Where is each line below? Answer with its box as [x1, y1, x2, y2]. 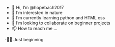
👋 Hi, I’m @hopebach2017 [11, 5, 64, 10]
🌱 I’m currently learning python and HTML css [11, 15, 105, 20]
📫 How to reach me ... [11, 26, 57, 31]
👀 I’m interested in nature [11, 10, 63, 16]
